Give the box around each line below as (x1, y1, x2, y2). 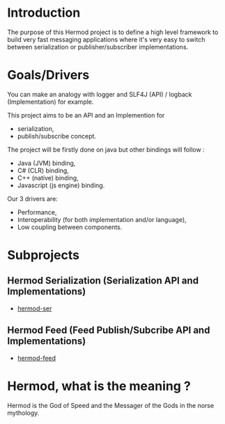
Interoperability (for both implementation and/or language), (17, 215, 187, 223)
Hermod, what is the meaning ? (7, 378, 192, 394)
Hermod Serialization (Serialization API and (7, 275, 199, 287)
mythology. (7, 409, 40, 417)
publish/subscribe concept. (17, 132, 96, 140)
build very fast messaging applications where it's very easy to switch (7, 35, 205, 43)
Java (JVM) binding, (17, 159, 76, 167)
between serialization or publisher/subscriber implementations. (7, 42, 189, 51)
